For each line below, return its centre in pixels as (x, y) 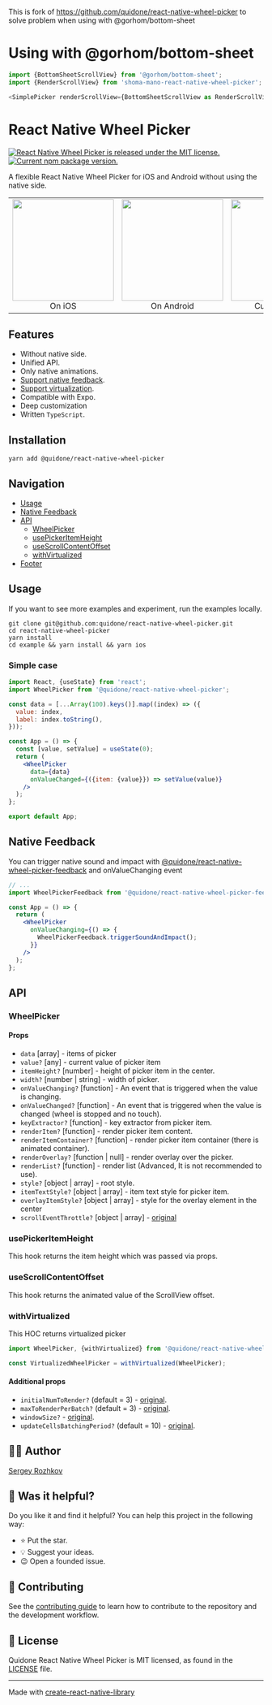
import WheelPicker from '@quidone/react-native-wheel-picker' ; (119, 690)
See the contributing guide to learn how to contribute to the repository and (133, 1607)
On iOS (63, 305)
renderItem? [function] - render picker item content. (106, 1131)
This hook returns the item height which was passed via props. (113, 1256)
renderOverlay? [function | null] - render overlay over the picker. (127, 1157)
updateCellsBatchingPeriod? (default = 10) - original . (108, 1426)
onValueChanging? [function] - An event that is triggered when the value (139, 1088)
